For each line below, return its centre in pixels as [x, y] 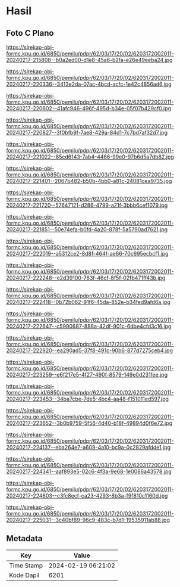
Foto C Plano [30, 33]
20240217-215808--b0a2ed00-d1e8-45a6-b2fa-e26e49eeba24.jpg [89, 60]
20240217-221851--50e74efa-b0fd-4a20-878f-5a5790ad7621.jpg [87, 229]
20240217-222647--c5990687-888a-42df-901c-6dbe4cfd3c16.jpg [89, 326]
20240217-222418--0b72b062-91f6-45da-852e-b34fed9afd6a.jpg [88, 302]
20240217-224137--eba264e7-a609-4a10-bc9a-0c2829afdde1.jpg [89, 447]
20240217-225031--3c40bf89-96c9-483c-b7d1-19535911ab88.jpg [88, 520]
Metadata [24, 538]
